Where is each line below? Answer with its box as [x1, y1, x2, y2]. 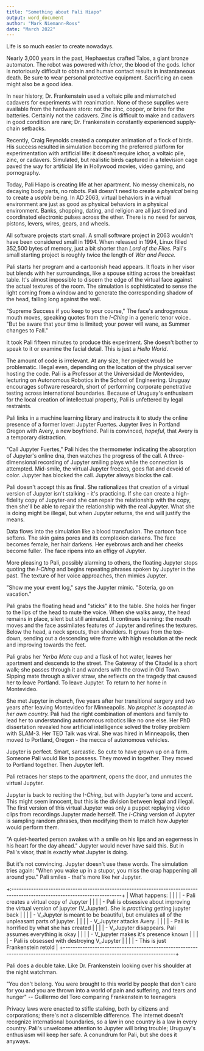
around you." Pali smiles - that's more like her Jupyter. [6, 873, 142, 881]
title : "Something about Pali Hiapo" [6, 9, 102, 15]
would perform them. [6, 824, 60, 831]
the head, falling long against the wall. [6, 296, 102, 303]
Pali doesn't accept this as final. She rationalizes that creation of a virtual [6, 483, 189, 491]
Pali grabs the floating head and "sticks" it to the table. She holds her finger [6, 602, 196, 610]
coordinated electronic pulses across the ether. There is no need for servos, [6, 213, 197, 221]
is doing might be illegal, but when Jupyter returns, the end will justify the [6, 510, 191, 517]
